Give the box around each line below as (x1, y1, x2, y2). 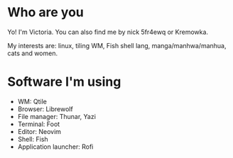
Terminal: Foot (17, 120, 60, 128)
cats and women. (7, 49, 58, 57)
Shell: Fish (17, 135, 48, 143)
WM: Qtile (17, 97, 48, 106)
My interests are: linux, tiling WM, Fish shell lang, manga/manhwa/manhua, (7, 41, 227, 50)
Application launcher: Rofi (17, 142, 94, 151)
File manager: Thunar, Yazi (17, 112, 96, 120)
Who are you (7, 4, 84, 21)
